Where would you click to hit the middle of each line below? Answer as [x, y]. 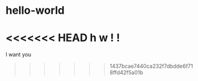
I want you [19, 55]
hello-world [35, 10]
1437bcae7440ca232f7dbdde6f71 [151, 66]
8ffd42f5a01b [127, 73]
